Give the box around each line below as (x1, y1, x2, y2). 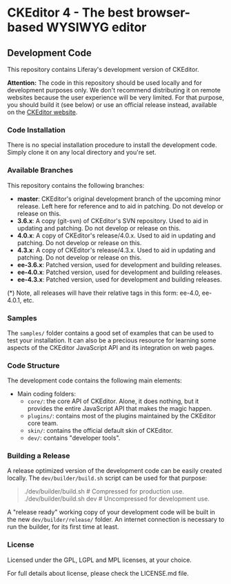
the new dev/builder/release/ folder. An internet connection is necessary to (7, 516, 225, 524)
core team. (27, 419, 59, 427)
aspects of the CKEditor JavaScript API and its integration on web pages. (7, 343, 215, 351)
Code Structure (7, 360, 60, 370)
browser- (136, 5, 191, 21)
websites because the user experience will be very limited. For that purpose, (7, 93, 225, 101)
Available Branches (7, 166, 74, 175)
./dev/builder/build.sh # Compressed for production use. (23, 487, 185, 496)
